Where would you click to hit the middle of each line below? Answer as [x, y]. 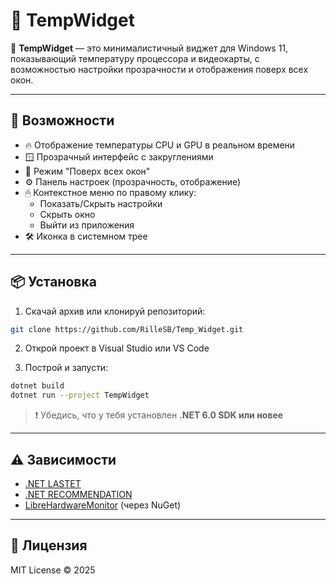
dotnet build [37, 386]
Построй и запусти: [66, 368]
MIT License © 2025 [53, 570]
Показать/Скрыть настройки [101, 203]
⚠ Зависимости [63, 459]
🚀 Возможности [62, 120]
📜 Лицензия [49, 545]
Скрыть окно [67, 214]
